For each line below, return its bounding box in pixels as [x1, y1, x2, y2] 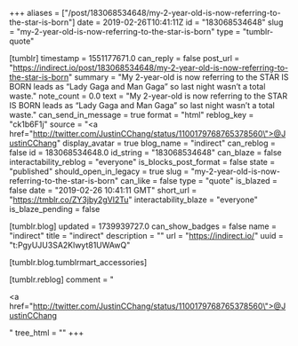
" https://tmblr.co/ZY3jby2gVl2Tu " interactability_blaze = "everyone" [9, 194, 258, 205]
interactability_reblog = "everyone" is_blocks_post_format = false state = [9, 157, 276, 167]
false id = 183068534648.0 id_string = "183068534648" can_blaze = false [9, 147, 282, 158]
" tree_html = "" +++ [9, 327, 85, 338]
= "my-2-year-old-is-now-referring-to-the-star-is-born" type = [9, 27, 241, 36]
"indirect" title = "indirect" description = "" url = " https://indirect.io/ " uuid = [9, 231, 285, 240]
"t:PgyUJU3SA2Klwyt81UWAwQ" [9, 240, 131, 250]
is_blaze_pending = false [9, 204, 101, 214]
